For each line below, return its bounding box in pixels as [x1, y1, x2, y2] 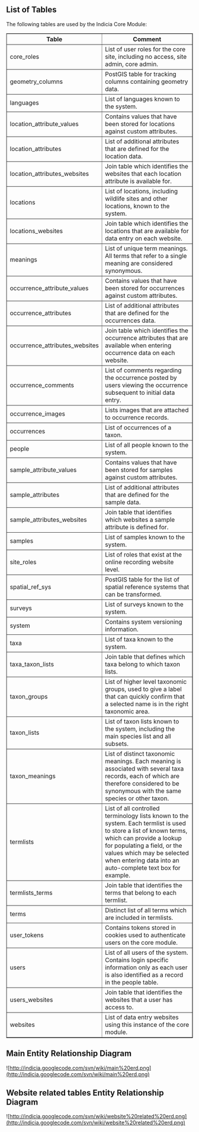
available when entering [104, 341, 172, 350]
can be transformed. [104, 590, 162, 598]
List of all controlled [104, 804, 160, 812]
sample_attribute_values [9, 466, 77, 474]
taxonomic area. [104, 707, 150, 715]
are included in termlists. [104, 913, 174, 922]
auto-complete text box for [104, 863, 181, 872]
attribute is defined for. [104, 523, 169, 531]
